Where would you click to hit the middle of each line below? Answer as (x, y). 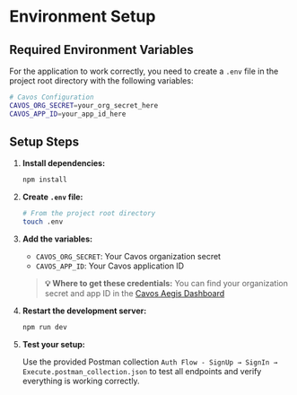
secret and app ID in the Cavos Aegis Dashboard (135, 294)
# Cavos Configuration (52, 97)
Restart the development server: (84, 311)
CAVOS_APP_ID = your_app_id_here (68, 114)
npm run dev (44, 328)
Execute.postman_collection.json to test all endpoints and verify (142, 371)
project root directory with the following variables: (101, 81)
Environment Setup (83, 17)
